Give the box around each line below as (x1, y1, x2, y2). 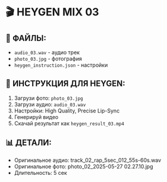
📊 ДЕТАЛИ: (5, 138, 52, 148)
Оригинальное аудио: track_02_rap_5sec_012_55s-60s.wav (14, 156, 162, 164)
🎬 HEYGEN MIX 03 (5, 5, 99, 19)
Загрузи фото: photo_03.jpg (14, 94, 84, 102)
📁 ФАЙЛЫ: (5, 33, 47, 43)
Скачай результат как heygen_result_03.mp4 (14, 120, 124, 127)
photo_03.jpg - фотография (14, 55, 83, 62)
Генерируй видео (14, 113, 59, 120)
